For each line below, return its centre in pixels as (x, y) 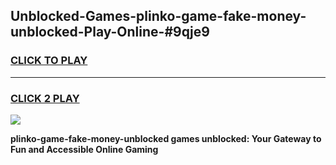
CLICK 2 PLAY (45, 98)
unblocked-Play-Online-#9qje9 (110, 32)
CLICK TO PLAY (49, 61)
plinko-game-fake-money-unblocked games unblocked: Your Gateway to (166, 138)
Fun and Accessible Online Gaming (84, 149)
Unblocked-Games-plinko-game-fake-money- (158, 16)
